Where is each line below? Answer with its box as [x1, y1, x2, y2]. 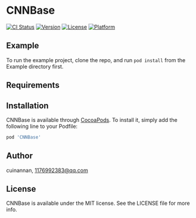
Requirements [6, 80, 60, 90]
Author [6, 151, 33, 161]
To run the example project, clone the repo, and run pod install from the [6, 56, 186, 63]
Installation [6, 100, 49, 110]
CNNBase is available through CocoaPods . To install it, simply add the [6, 116, 178, 123]
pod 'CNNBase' [6, 134, 42, 140]
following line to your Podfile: [6, 122, 78, 130]
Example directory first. [6, 63, 64, 70]
